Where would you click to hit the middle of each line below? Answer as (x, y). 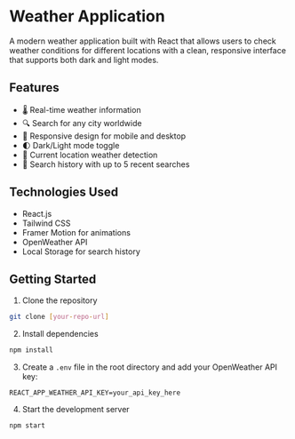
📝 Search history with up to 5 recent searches (106, 164)
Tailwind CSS (46, 223)
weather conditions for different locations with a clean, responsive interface (148, 50)
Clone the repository (60, 300)
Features (34, 88)
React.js (37, 213)
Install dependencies (60, 334)
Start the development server (76, 410)
